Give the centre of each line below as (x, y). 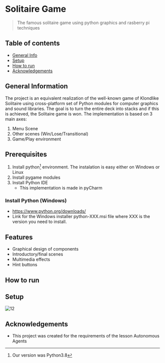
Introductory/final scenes (38, 254)
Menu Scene (25, 128)
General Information (37, 86)
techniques (28, 28)
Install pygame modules (36, 177)
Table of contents (32, 43)
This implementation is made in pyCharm (61, 188)
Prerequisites (26, 154)
